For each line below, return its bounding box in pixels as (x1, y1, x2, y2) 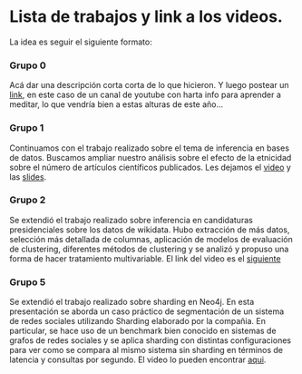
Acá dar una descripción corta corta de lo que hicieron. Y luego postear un (9, 80, 289, 91)
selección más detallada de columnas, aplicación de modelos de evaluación (9, 233, 293, 244)
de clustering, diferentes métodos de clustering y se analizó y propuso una (9, 243, 289, 254)
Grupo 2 (9, 193, 46, 206)
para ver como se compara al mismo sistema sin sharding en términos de (9, 345, 284, 356)
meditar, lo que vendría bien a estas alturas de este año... (9, 99, 224, 110)
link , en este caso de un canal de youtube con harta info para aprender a (9, 89, 281, 101)
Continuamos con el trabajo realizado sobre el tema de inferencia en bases (9, 143, 290, 153)
